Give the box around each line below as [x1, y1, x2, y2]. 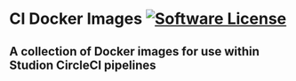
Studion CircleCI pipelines [9, 57, 156, 72]
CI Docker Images [9, 9, 143, 29]
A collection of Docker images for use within [9, 44, 260, 59]
